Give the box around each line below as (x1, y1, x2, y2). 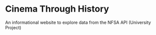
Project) (5, 24, 21, 30)
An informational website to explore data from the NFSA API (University (5, 19, 152, 25)
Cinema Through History (5, 3, 109, 15)
